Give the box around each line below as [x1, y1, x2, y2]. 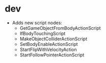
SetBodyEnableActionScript [19, 41, 78, 47]
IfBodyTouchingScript [19, 30, 66, 36]
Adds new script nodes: [12, 20, 62, 26]
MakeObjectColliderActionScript [19, 36, 88, 42]
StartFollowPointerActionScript [19, 51, 85, 58]
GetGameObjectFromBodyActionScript [19, 25, 101, 31]
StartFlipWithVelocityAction [19, 46, 77, 52]
